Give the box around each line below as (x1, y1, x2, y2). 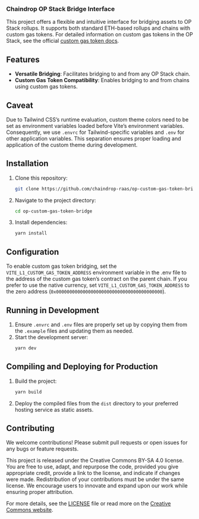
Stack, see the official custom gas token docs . (6, 37, 119, 45)
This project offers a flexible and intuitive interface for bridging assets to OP (6, 18, 192, 26)
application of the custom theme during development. (6, 141, 138, 148)
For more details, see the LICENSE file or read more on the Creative (6, 500, 171, 507)
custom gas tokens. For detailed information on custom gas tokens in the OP (6, 31, 193, 38)
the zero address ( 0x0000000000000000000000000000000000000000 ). (6, 288, 166, 295)
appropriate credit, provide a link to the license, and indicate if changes (6, 470, 181, 477)
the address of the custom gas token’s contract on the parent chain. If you (6, 276, 188, 283)
